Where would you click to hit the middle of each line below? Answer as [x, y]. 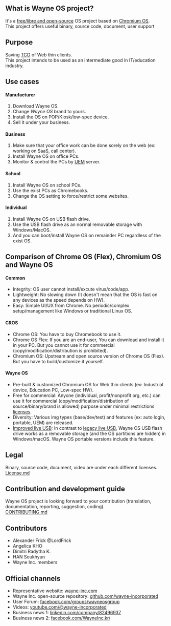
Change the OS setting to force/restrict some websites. [71, 196]
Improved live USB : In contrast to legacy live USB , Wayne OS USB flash [87, 428]
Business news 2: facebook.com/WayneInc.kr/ [62, 618]
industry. [15, 66]
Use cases [22, 82]
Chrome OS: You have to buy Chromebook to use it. [67, 334]
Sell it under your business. [41, 122]
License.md [18, 473]
